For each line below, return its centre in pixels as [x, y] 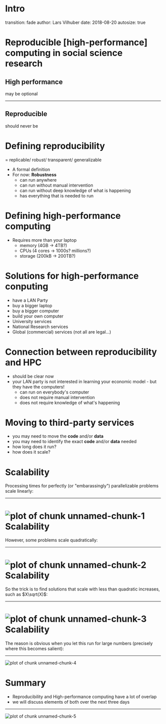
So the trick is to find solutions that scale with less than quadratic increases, [83, 589]
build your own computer [38, 316]
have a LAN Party [30, 300]
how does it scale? [31, 452]
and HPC [23, 362]
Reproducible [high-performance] [76, 42]
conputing [27, 286]
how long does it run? [34, 447]
